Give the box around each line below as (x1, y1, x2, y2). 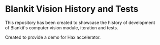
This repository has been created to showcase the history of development (5, 20, 155, 25)
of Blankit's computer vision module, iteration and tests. (5, 24, 118, 30)
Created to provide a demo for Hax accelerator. (5, 34, 101, 40)
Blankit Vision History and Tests (5, 3, 139, 15)
